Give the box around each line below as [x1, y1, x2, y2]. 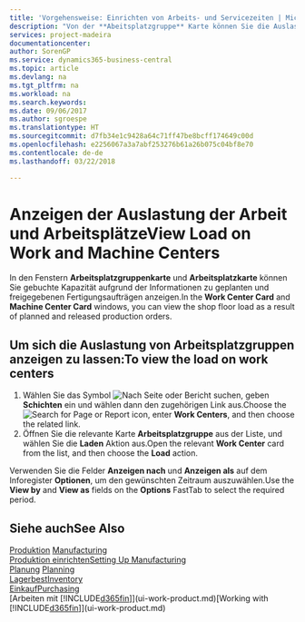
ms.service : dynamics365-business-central [9, 55, 172, 64]
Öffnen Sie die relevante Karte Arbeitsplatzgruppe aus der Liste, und [22, 429, 283, 439]
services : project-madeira [9, 30, 112, 39]
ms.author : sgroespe [9, 114, 88, 123]
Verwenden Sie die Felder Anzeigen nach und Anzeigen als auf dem [9, 465, 268, 477]
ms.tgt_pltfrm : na [9, 81, 79, 90]
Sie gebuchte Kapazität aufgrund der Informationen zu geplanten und [9, 282, 270, 293]
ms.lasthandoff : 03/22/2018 [9, 156, 116, 166]
